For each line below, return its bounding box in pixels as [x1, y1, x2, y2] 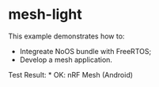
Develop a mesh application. [19, 55, 113, 64]
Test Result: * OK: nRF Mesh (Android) [8, 70, 133, 79]
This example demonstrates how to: [8, 31, 125, 41]
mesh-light [8, 5, 82, 24]
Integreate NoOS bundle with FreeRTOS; [19, 46, 152, 56]
